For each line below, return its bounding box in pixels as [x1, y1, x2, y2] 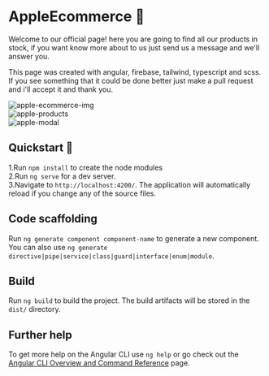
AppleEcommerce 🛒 [8, 7, 145, 26]
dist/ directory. [8, 305, 61, 314]
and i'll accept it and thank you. [8, 84, 114, 94]
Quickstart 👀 [8, 141, 73, 155]
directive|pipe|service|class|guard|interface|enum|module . [8, 251, 215, 261]
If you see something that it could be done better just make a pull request [8, 76, 254, 85]
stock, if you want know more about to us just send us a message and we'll [8, 42, 260, 52]
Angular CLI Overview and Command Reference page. [8, 358, 190, 368]
